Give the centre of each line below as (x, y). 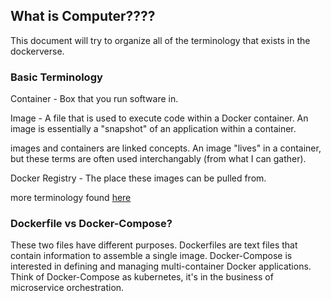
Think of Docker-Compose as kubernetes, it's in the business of (142, 277)
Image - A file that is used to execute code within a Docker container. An (159, 118)
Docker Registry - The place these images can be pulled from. (138, 178)
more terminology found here (71, 198)
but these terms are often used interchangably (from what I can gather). (158, 159)
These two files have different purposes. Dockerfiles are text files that (154, 245)
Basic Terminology (56, 77)
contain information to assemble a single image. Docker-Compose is (151, 256)
